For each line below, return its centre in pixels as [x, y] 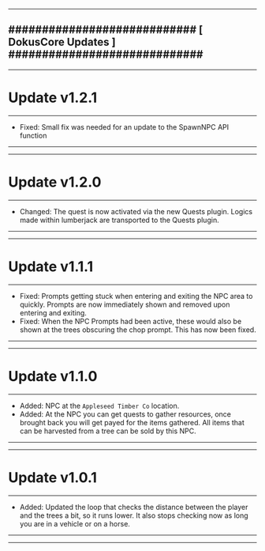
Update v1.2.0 [55, 182]
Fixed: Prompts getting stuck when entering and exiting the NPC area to [136, 296]
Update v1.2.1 [53, 98]
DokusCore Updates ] [62, 42]
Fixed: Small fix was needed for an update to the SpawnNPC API [124, 126]
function [33, 135]
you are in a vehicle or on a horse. [75, 523]
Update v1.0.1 [52, 477]
